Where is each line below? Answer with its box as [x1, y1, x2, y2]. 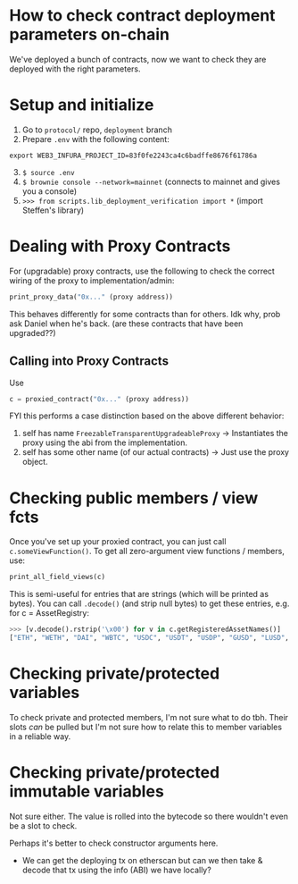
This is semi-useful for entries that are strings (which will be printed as [9, 589, 269, 600]
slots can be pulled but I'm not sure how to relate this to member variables [9, 721, 283, 732]
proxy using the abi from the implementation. [21, 437, 187, 448]
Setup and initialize [9, 95, 154, 115]
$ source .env [21, 168, 75, 177]
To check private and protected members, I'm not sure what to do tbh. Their [9, 711, 288, 722]
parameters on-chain [9, 24, 170, 45]
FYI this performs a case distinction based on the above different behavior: [9, 410, 285, 421]
